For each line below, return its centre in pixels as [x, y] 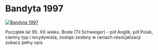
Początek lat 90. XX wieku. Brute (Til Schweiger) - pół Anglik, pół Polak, [79, 32]
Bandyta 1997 [34, 9]
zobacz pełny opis [24, 42]
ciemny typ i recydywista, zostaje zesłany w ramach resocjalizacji [73, 37]
